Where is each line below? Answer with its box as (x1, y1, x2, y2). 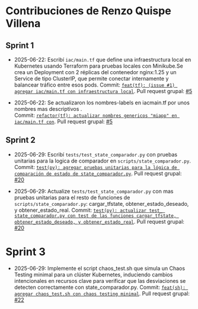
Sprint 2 (5, 135, 36, 145)
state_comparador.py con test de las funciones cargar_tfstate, (14, 212, 177, 219)
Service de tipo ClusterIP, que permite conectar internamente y (14, 75, 169, 82)
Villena (5, 17, 41, 30)
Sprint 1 (5, 40, 34, 50)
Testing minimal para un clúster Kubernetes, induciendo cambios (14, 271, 173, 278)
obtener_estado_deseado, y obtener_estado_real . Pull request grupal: (14, 218, 185, 225)
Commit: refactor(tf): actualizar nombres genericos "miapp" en (14, 112, 177, 119)
